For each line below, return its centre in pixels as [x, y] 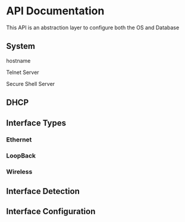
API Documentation [55, 11]
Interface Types [36, 123]
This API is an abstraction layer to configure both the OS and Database [93, 27]
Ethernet [19, 140]
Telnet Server [23, 72]
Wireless [19, 172]
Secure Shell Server [31, 84]
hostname [18, 60]
